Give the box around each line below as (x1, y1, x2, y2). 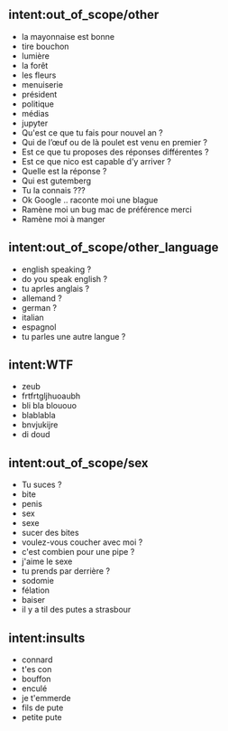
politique (21, 98, 55, 109)
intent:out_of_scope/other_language (8, 239, 219, 256)
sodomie (21, 576, 55, 586)
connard (21, 654, 53, 665)
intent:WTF (8, 357, 74, 373)
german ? (21, 302, 58, 313)
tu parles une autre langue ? (21, 331, 126, 342)
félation (21, 585, 50, 595)
